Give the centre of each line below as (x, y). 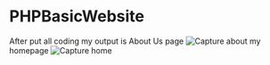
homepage (29, 50)
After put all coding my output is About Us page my (135, 41)
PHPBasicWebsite (77, 16)
